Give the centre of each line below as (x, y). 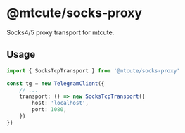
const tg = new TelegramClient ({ (56, 83)
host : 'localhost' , (60, 103)
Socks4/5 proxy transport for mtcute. (60, 32)
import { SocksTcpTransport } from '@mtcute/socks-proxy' (93, 71)
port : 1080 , (50, 110)
